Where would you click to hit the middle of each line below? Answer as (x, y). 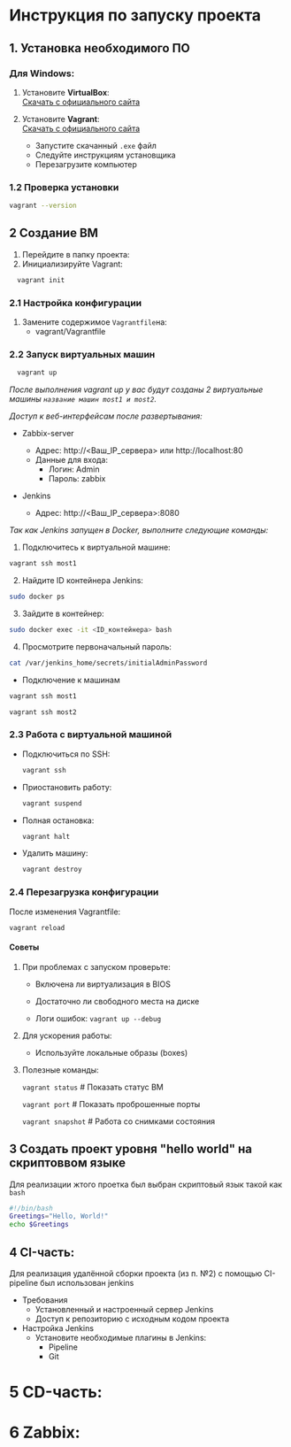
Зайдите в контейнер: (63, 613)
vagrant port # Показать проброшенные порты (111, 1104)
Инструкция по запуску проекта (135, 15)
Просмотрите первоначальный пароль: (97, 646)
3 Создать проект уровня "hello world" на (131, 1149)
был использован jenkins (87, 1283)
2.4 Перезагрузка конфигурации (84, 892)
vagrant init (41, 280)
